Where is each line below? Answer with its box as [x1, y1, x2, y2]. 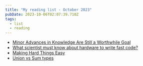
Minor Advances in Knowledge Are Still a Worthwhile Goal [12, 39, 131, 45]
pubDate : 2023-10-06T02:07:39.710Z [5, 12, 79, 17]
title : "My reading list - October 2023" [5, 7, 92, 12]
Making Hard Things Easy [12, 50, 66, 56]
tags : [5, 16, 16, 21]
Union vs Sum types [12, 55, 54, 61]
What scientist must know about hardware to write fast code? [12, 45, 138, 51]
